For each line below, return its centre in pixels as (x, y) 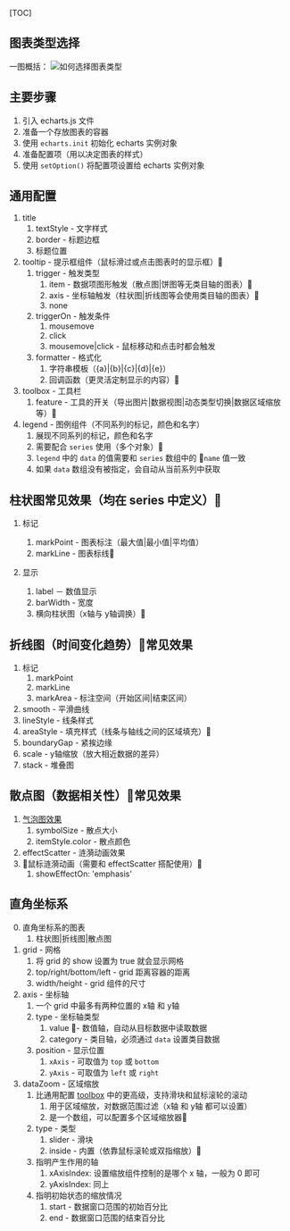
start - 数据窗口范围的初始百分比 (108, 1206)
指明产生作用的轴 (67, 1161)
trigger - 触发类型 (67, 273)
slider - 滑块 (71, 1139)
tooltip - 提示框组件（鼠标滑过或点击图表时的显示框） (122, 262)
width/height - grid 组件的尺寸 (91, 983)
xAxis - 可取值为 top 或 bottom (104, 1061)
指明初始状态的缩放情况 (79, 1195)
